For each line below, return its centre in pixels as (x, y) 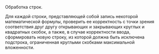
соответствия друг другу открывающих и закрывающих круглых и (75, 27)
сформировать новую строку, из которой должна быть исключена (75, 37)
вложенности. (20, 47)
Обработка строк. (24, 7)
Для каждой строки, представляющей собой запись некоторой (72, 16)
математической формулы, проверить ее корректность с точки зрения (80, 22)
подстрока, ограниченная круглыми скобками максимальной (70, 42)
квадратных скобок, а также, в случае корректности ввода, (68, 32)
